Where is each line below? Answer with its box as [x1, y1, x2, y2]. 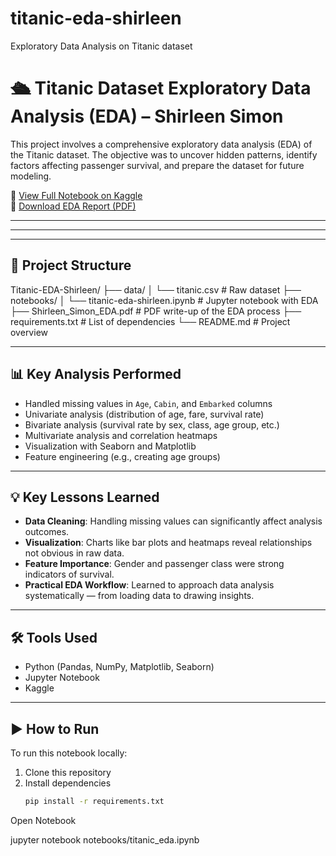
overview [10, 326, 48, 338]
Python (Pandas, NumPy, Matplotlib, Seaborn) [24, 661, 215, 673]
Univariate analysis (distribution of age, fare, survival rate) [24, 408, 265, 420]
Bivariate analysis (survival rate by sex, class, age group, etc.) [24, 418, 280, 431]
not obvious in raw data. [24, 547, 125, 559]
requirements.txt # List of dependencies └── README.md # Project [10, 315, 291, 327]
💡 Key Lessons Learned [10, 488, 160, 506]
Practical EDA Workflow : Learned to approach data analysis [24, 579, 275, 591]
